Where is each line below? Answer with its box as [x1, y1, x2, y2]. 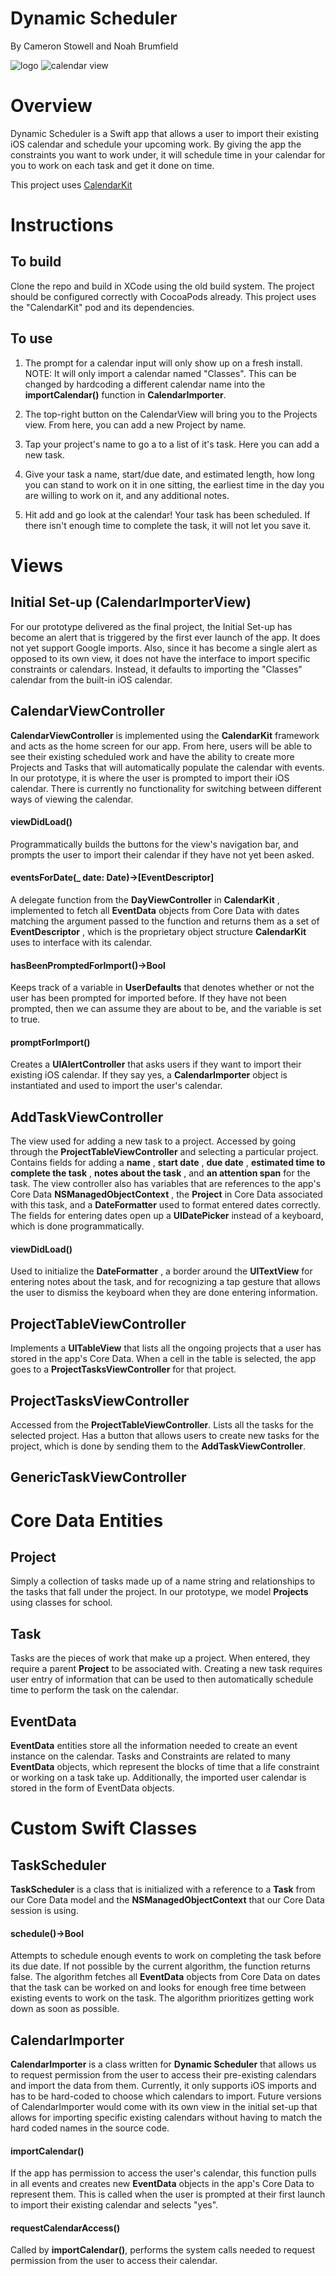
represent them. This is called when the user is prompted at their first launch [10, 2188, 326, 2201]
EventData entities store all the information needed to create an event [10, 1739, 298, 1751]
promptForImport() [10, 1036, 91, 1048]
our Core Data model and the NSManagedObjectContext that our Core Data [10, 1893, 325, 1906]
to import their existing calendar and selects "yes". [10, 2199, 219, 2211]
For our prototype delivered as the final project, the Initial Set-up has [10, 620, 293, 632]
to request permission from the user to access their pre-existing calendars [10, 2068, 317, 2081]
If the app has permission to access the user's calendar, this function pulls [10, 2167, 317, 2179]
